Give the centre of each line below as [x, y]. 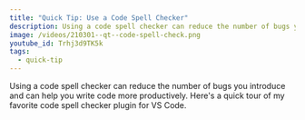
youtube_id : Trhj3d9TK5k [56, 43]
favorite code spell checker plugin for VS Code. [98, 105]
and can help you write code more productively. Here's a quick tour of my [147, 95]
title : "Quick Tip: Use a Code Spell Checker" [99, 18]
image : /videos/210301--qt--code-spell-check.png [105, 35]
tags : [20, 52]
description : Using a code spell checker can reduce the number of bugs [150, 26]
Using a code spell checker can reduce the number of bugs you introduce [148, 86]
